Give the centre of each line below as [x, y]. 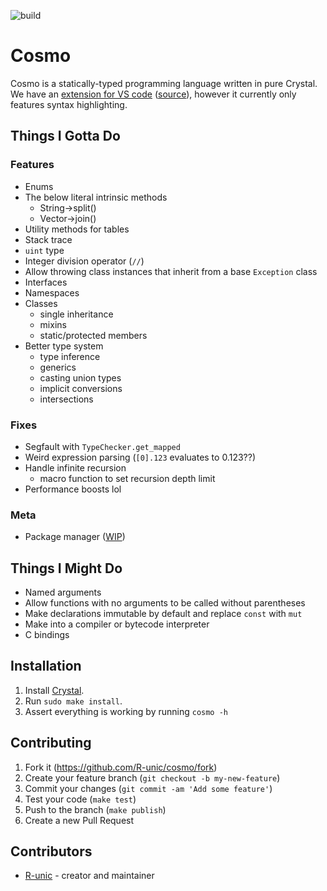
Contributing [51, 743]
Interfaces [46, 282]
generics [58, 367]
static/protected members [93, 335]
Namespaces [52, 292]
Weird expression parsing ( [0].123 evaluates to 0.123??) [140, 457]
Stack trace [48, 239]
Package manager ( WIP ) [75, 537]
